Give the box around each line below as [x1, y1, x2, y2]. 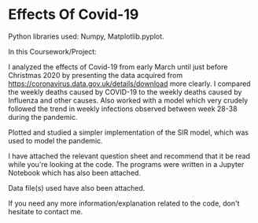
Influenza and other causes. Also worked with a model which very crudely [8, 95, 249, 105]
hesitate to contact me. [8, 206, 83, 216]
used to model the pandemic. [8, 136, 104, 145]
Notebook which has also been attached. [8, 168, 142, 177]
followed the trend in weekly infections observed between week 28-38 [8, 104, 238, 113]
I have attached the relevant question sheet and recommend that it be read [8, 151, 250, 161]
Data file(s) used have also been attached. [8, 183, 146, 192]
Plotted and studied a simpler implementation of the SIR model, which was [8, 128, 249, 137]
